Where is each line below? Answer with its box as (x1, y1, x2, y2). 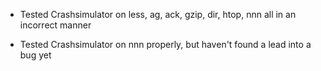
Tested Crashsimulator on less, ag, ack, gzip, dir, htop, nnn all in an (19, 9, 297, 20)
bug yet (19, 49, 52, 61)
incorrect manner (19, 19, 92, 31)
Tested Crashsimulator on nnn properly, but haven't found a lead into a (19, 39, 312, 50)
